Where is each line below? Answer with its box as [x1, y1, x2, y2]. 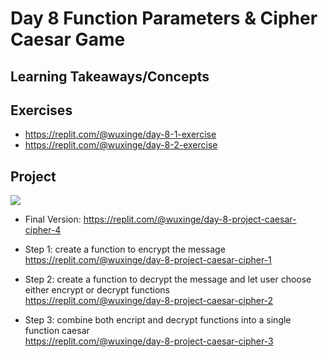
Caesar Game [10, 28, 126, 51]
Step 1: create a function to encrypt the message [24, 243, 226, 256]
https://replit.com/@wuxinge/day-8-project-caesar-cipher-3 [24, 335, 274, 347]
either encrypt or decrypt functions [24, 284, 170, 296]
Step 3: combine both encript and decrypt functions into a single [24, 314, 292, 326]
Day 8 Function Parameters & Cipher [10, 7, 318, 30]
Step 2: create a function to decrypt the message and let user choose [24, 273, 312, 286]
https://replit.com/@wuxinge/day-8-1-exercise [24, 128, 217, 141]
